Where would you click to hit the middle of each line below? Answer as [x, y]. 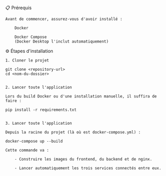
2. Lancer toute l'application [39, 87]
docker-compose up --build [34, 141]
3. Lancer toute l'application [39, 123]
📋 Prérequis [18, 8]
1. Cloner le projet [27, 61]
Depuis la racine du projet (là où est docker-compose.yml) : [73, 132]
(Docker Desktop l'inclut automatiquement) [62, 42]
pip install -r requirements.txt [41, 110]
